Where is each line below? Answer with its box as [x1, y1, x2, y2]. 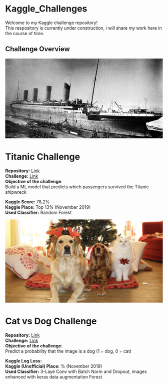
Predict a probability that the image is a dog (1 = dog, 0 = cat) [5, 348, 131, 354]
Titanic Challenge [5, 151, 80, 163]
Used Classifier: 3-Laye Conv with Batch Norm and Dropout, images [5, 368, 147, 374]
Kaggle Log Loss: [5, 357, 42, 364]
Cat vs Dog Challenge [5, 316, 97, 327]
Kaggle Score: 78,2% [5, 199, 50, 205]
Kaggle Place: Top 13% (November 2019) [5, 204, 91, 210]
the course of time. [5, 30, 44, 36]
